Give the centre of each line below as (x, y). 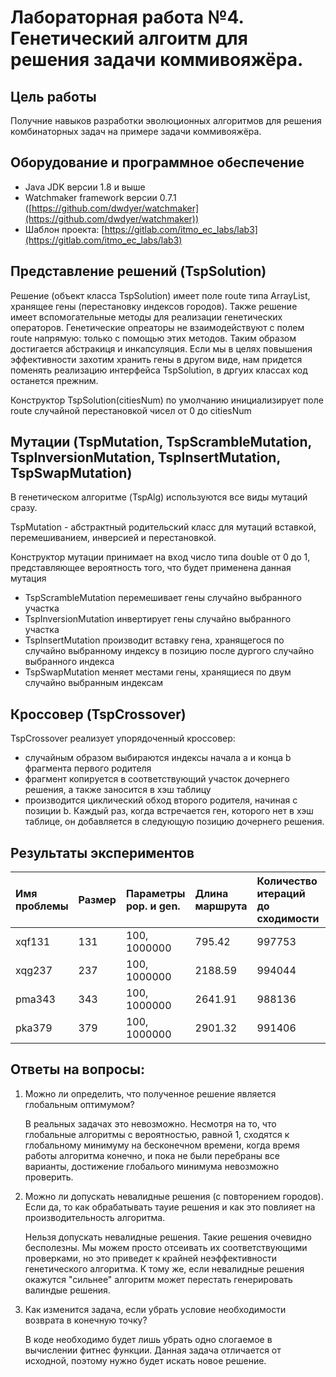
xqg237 (34, 971)
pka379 (34, 1028)
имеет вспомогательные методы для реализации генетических (146, 317)
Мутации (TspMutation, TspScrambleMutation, (161, 442)
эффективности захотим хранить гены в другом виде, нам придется (156, 359)
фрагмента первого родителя (88, 768)
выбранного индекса (69, 662)
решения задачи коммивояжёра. (157, 60)
